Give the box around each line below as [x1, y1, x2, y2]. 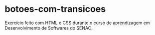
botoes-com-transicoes [4, 3, 106, 15]
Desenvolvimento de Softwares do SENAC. [4, 25, 93, 31]
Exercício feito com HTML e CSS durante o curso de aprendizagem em [4, 20, 150, 26]
